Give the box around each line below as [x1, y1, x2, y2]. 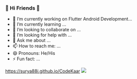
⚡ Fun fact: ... [12, 56, 40, 62]
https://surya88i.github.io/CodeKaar [5, 68, 81, 74]
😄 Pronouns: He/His [12, 50, 55, 56]
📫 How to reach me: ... [12, 43, 61, 49]
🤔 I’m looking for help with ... [12, 32, 72, 38]
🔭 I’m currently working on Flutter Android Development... [12, 16, 132, 22]
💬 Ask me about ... [12, 37, 51, 43]
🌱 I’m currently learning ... [12, 21, 66, 27]
